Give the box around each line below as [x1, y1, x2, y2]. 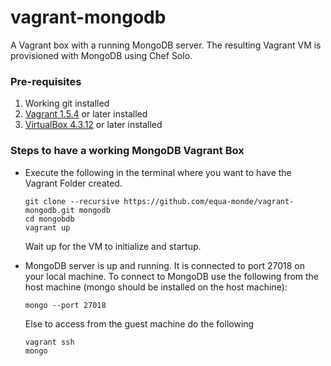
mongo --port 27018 [24, 300, 107, 310]
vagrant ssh [24, 337, 75, 347]
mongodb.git [24, 205, 75, 215]
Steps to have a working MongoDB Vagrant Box [10, 144, 245, 158]
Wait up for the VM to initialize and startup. [24, 240, 202, 252]
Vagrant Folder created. [24, 177, 123, 189]
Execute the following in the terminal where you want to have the [24, 166, 292, 178]
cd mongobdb [24, 214, 75, 224]
